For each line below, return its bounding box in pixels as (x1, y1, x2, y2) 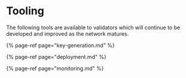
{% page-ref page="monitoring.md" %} (6, 64, 104, 72)
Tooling (6, 4, 45, 18)
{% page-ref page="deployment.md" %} (6, 53, 106, 60)
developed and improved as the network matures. (6, 30, 129, 37)
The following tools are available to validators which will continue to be (6, 24, 181, 31)
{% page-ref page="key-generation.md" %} (6, 42, 115, 49)
